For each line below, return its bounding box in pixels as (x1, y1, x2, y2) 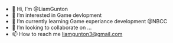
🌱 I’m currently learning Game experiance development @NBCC (11, 18, 168, 24)
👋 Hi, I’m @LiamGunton (11, 6, 68, 12)
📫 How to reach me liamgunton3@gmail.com (11, 31, 123, 37)
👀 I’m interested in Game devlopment (11, 12, 102, 19)
